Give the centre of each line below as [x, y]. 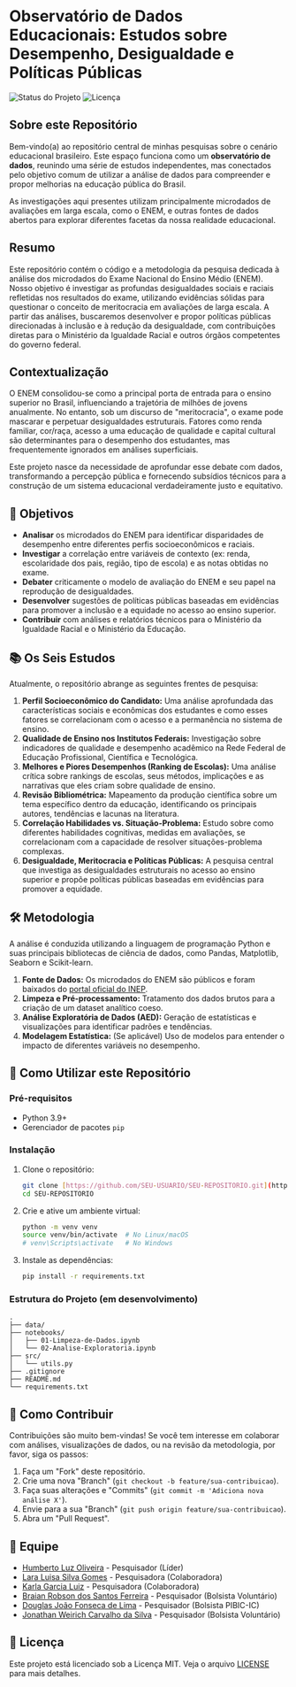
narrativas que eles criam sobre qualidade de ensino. [119, 786]
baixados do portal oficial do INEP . [85, 989]
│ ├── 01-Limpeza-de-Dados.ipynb [75, 1341]
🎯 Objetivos [42, 514]
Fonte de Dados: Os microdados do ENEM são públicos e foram [139, 979]
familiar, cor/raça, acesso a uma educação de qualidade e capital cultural [142, 431]
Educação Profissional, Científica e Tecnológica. [110, 757]
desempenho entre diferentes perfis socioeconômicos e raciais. [138, 544]
